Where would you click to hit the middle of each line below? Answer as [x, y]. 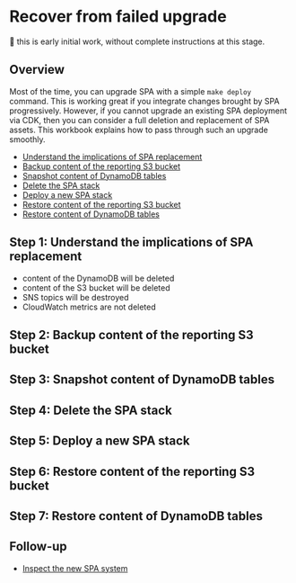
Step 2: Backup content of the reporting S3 [131, 335]
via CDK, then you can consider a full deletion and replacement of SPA [139, 120]
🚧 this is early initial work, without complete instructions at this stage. [137, 41]
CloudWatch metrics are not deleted [89, 307]
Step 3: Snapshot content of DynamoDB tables [142, 380]
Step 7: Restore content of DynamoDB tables [136, 516]
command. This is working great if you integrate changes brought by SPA [144, 101]
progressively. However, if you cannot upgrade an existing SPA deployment [148, 111]
